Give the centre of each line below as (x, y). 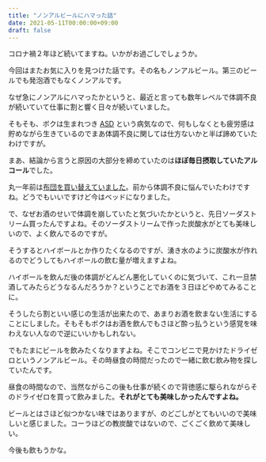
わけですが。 (29, 144)
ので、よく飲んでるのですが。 (63, 233)
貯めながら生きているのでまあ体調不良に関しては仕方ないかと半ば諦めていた (133, 134)
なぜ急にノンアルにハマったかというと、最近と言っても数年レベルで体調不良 (133, 97)
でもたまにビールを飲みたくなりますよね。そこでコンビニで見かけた (119, 350)
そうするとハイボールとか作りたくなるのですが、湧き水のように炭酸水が (126, 251)
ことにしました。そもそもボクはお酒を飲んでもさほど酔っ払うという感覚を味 (133, 324)
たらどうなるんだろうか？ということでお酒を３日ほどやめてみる (139, 287)
